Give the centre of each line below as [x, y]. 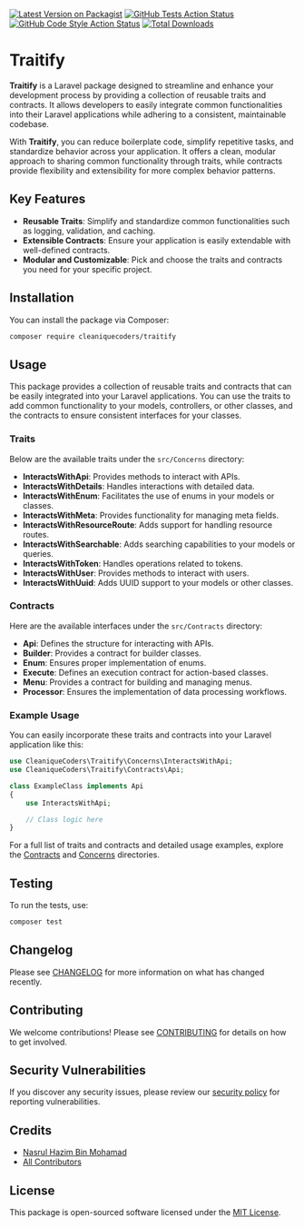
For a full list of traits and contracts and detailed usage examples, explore [147, 846]
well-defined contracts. [66, 250]
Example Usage [44, 715]
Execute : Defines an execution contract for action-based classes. [146, 672]
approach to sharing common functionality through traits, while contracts [146, 161]
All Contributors [52, 1162]
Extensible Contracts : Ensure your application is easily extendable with [157, 240]
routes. [36, 534]
